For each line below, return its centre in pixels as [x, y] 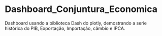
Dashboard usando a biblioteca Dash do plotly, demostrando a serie [76, 23]
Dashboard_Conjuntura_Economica [81, 9]
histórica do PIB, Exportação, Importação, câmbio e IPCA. [65, 28]
